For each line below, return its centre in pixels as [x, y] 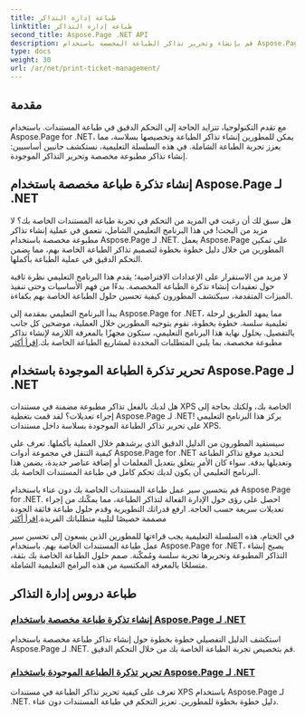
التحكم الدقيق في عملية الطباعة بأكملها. [76, 258]
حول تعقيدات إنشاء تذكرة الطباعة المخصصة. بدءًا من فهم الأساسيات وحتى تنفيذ [143, 285]
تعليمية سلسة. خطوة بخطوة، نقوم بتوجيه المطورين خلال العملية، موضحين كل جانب [149, 323]
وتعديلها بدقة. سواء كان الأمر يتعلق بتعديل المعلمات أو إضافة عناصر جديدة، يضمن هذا [151, 462]
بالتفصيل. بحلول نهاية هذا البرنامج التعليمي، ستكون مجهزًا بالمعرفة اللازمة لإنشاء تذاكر [152, 333]
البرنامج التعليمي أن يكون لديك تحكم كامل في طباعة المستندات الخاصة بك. [135, 472]
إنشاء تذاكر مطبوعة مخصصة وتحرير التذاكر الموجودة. [99, 156]
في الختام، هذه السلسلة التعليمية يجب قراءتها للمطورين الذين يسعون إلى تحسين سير [152, 537]
